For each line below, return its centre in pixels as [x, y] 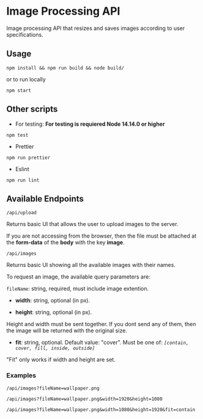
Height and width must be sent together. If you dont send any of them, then [101, 324]
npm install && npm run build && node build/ [65, 68]
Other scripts [32, 109]
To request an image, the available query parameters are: [79, 277]
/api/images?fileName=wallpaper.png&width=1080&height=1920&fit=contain [101, 410]
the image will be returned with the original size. [67, 330]
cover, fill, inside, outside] [55, 348]
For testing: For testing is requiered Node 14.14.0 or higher [90, 124]
